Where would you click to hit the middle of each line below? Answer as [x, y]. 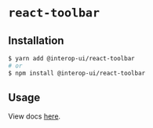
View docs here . [35, 116]
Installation [36, 40]
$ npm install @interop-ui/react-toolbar [77, 73]
